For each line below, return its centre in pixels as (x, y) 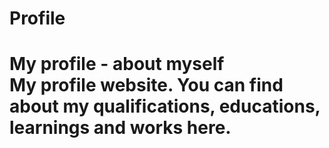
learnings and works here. (120, 128)
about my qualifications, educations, (165, 106)
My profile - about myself (117, 64)
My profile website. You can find (146, 85)
